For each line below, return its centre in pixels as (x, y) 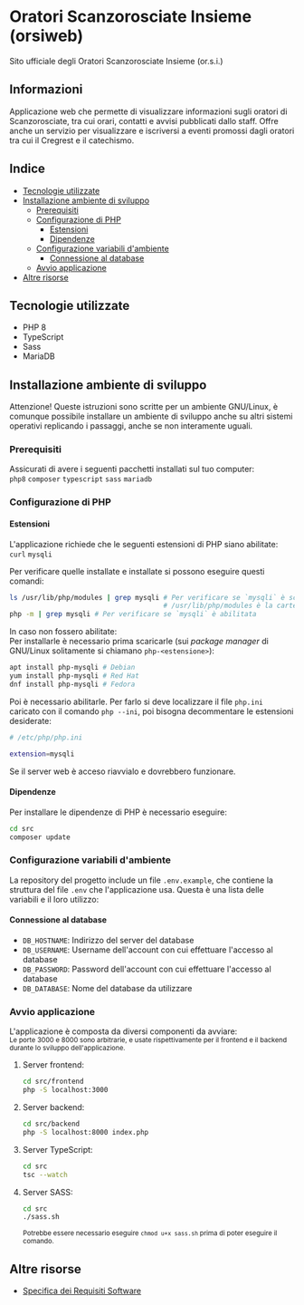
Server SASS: (48, 1192)
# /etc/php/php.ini (46, 737)
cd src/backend (51, 1124)
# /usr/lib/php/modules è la (218, 606)
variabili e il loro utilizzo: (54, 899)
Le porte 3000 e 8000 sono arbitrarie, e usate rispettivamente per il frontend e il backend (148, 1040)
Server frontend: (53, 1065)
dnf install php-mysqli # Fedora (72, 684)
